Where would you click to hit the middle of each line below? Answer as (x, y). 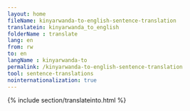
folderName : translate (43, 34)
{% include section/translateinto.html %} (67, 100)
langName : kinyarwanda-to (47, 60)
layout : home (27, 14)
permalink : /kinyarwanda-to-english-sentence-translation (95, 67)
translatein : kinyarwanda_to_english (63, 27)
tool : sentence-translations (51, 73)
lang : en (20, 41)
